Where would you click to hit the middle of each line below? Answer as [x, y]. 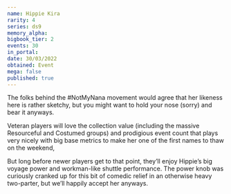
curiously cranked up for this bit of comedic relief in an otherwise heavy [110, 176]
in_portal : [23, 53]
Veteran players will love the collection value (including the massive [103, 126]
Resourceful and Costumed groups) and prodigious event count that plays [113, 133]
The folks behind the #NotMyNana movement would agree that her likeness [115, 98]
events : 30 [23, 46]
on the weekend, [31, 148]
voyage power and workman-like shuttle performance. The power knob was [115, 169]
